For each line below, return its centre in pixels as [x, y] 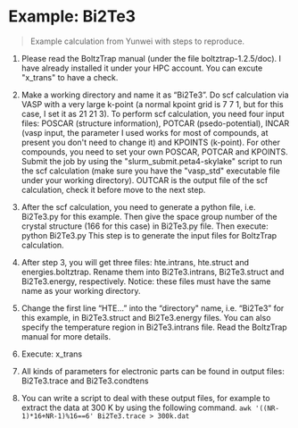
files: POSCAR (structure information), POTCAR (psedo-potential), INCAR [155, 123]
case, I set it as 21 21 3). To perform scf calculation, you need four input [153, 113]
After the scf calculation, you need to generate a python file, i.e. [138, 206]
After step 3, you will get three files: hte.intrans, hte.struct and [135, 262]
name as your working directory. [81, 290]
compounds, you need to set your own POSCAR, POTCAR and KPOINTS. [155, 151]
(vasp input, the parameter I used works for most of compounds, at [145, 132]
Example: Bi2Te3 [72, 17]
